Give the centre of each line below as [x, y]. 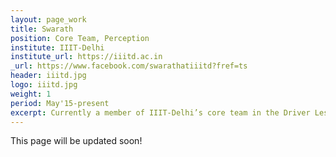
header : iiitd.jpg [48, 76]
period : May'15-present [60, 103]
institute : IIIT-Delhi [57, 47]
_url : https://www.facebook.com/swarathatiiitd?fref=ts [129, 66]
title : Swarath [42, 29]
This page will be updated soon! [76, 141]
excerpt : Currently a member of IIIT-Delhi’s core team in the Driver [160, 112]
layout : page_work [48, 19]
